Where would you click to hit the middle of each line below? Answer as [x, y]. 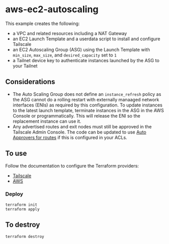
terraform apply [22, 209]
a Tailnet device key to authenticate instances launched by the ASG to [86, 60]
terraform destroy [25, 236]
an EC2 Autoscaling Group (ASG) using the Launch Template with [81, 49]
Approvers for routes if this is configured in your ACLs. [70, 137]
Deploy [14, 194]
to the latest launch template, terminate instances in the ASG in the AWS [88, 110]
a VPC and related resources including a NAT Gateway [70, 33]
